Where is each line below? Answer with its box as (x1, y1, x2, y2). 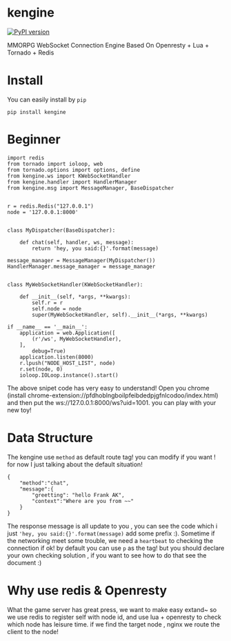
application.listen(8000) (19, 353, 94, 360)
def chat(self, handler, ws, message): (19, 239, 134, 246)
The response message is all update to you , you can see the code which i (7, 522, 218, 530)
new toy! (7, 406, 32, 414)
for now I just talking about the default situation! (7, 460, 143, 469)
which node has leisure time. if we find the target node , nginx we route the (7, 620, 221, 629)
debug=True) (32, 347, 67, 355)
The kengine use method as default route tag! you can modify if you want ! (7, 453, 216, 461)
